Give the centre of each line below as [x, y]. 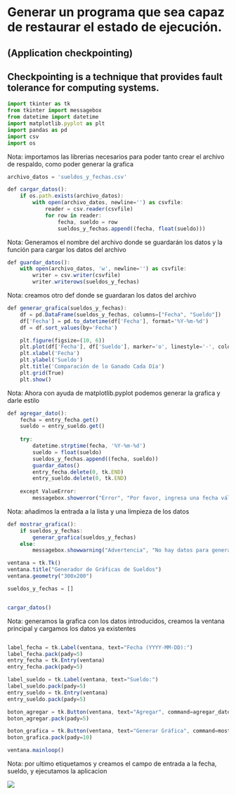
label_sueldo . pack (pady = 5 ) [47, 686]
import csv [23, 136]
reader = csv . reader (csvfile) [89, 209]
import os [22, 143]
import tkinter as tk [39, 104]
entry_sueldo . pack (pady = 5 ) [47, 699]
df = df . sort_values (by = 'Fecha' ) [69, 328]
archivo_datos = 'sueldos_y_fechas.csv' [67, 177]
